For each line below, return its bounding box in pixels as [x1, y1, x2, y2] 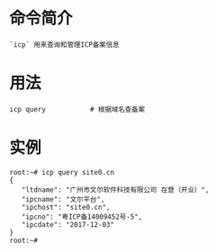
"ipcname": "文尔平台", [21, 194, 105, 203]
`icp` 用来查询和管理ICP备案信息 [9, 40, 120, 49]
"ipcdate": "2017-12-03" [21, 220, 115, 229]
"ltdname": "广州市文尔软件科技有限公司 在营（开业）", [21, 185, 210, 194]
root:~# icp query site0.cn [9, 167, 115, 176]
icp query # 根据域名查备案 [9, 104, 146, 113]
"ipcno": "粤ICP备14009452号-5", [21, 212, 143, 221]
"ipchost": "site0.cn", [21, 202, 111, 211]
